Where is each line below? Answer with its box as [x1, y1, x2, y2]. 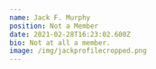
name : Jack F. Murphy [9, 13, 91, 22]
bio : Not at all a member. [9, 38, 111, 47]
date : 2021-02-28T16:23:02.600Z [9, 30, 131, 39]
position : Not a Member [9, 22, 99, 30]
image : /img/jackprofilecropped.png [9, 47, 147, 56]
